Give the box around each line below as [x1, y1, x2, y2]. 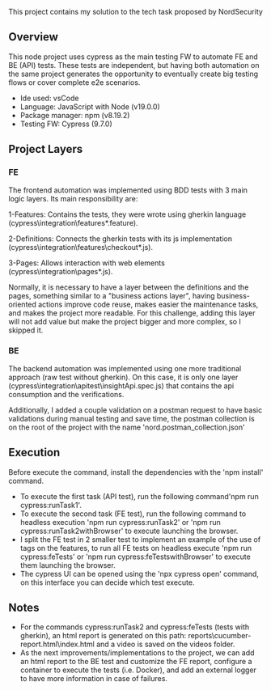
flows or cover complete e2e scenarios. [8, 77, 141, 87]
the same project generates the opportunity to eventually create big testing [8, 69, 259, 78]
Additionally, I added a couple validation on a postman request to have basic [8, 404, 263, 415]
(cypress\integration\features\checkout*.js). [8, 242, 154, 252]
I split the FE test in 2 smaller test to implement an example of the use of [19, 534, 261, 544]
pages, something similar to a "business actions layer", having [8, 290, 215, 300]
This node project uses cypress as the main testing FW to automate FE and [8, 52, 259, 61]
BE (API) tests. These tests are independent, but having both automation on [8, 60, 260, 70]
